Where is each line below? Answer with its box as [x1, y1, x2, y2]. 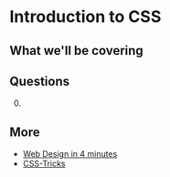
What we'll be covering [9, 43, 143, 58]
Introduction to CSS [9, 6, 162, 27]
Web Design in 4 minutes [22, 149, 118, 160]
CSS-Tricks [22, 158, 66, 170]
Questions [9, 73, 70, 88]
